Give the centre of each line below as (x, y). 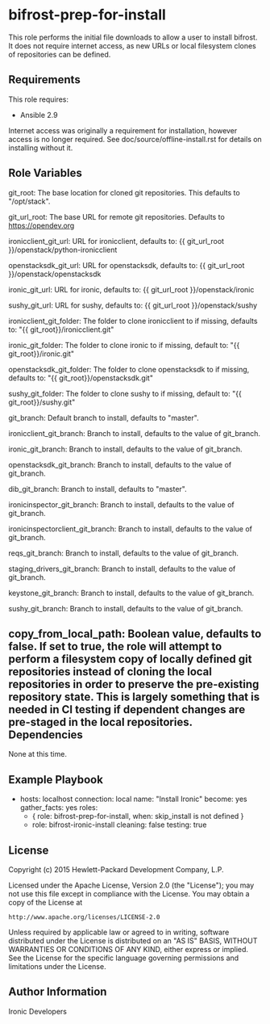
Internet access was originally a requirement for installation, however (123, 130)
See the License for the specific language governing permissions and (124, 958)
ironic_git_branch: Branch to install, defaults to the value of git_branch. (125, 449)
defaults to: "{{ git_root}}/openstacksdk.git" (81, 378)
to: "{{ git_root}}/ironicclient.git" (61, 329)
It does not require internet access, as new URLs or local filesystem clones (132, 45)
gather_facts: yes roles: (59, 808)
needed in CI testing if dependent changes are (127, 709)
